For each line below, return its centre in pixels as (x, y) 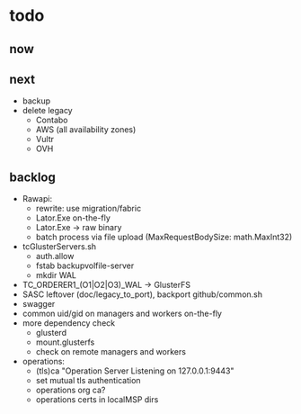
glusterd (51, 333)
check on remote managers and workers (111, 352)
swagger (39, 304)
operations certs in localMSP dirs (97, 400)
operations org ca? (71, 390)
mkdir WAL (56, 275)
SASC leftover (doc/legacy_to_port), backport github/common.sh (142, 294)
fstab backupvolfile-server (85, 265)
